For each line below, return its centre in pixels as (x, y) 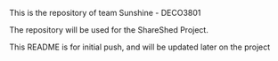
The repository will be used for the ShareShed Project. (109, 30)
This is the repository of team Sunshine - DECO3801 (105, 13)
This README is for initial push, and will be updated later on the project (140, 47)
